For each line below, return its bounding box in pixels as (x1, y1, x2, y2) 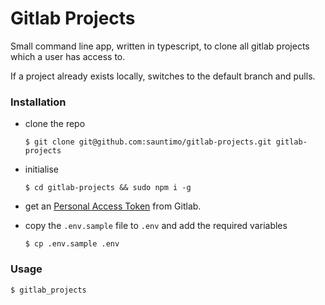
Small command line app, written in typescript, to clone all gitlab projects (10, 40, 310, 52)
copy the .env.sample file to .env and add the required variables (24, 220, 288, 232)
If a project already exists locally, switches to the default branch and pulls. (10, 70, 316, 82)
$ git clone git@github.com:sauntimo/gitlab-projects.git (24, 137, 272, 147)
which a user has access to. (10, 50, 126, 62)
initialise (24, 163, 60, 176)
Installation (10, 95, 67, 109)
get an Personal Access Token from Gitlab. (24, 200, 202, 212)
